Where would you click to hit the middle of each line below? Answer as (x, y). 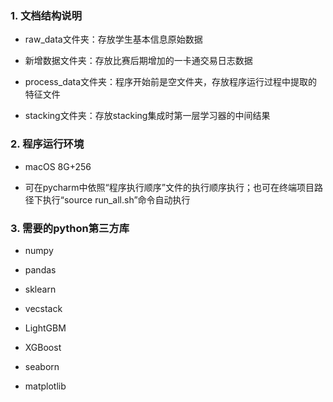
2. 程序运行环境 (47, 144)
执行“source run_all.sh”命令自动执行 (116, 199)
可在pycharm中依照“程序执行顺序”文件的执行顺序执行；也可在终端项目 (169, 187)
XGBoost (43, 347)
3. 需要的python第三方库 (70, 228)
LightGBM (45, 328)
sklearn (40, 289)
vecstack (43, 308)
